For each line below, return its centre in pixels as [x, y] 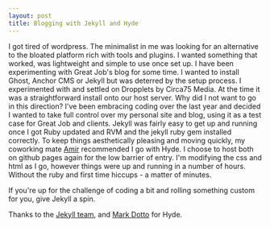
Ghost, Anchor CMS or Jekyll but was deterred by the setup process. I [125, 80]
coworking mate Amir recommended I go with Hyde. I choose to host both [131, 149]
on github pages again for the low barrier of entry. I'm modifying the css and [135, 157]
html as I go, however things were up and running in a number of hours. [127, 166]
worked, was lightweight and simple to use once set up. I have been [121, 63]
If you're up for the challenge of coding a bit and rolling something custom [132, 190]
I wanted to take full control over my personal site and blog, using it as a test [135, 114]
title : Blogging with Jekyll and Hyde [73, 23]
